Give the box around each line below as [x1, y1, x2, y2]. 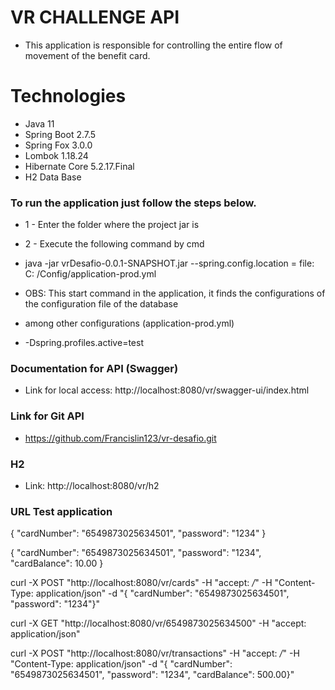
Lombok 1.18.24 [24, 149, 89, 161]
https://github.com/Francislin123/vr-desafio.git [24, 432, 217, 444]
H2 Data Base [24, 171, 82, 183]
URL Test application [10, 504, 113, 518]
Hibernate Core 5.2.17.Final [24, 160, 135, 172]
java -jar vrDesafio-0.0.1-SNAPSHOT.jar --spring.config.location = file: [24, 257, 315, 270]
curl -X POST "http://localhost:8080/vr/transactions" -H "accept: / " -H [10, 647, 300, 660]
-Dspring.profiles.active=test [24, 337, 144, 349]
